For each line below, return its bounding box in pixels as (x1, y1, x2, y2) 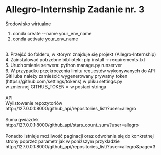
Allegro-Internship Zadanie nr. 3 (5, 4, 145, 15)
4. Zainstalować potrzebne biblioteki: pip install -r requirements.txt (5, 56, 146, 62)
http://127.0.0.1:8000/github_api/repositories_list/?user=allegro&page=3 (5, 143, 156, 149)
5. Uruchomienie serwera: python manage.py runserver (5, 62, 122, 68)
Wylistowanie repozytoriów (5, 100, 63, 106)
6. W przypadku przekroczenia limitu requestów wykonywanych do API (5, 68, 155, 74)
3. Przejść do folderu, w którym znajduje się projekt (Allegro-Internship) (5, 51, 156, 57)
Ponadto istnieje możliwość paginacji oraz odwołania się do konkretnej (5, 132, 154, 139)
